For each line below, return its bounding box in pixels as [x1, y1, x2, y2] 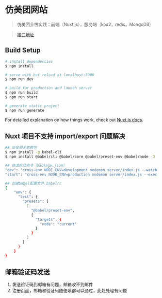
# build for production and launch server [5, 86, 92, 90]
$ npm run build [5, 90, 38, 95]
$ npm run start [5, 95, 38, 100]
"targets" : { [35, 217, 62, 222]
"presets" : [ [22, 199, 49, 204]
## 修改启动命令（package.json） [5, 163, 67, 168]
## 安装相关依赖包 [5, 145, 37, 150]
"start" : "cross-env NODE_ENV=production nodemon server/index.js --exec [5, 172, 158, 177]
